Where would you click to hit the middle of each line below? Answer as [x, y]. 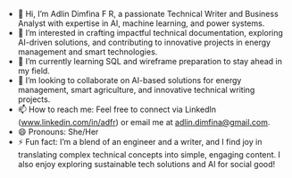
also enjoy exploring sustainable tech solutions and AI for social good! [146, 164]
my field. [34, 71]
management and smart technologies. [88, 52]
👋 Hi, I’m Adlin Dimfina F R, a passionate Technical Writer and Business [148, 14]
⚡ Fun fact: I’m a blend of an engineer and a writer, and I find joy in [140, 142]
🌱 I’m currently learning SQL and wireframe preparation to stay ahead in [150, 61]
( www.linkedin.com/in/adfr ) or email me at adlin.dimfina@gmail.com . [144, 122]
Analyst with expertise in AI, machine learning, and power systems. [141, 23]
